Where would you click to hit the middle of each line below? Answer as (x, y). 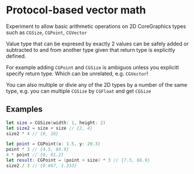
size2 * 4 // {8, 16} (32, 134)
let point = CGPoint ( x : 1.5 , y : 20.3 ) (53, 144)
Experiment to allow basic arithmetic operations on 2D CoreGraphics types (96, 26)
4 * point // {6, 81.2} (35, 155)
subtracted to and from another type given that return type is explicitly (91, 49)
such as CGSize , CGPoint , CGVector (47, 32)
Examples (24, 109)
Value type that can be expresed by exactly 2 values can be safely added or (97, 44)
